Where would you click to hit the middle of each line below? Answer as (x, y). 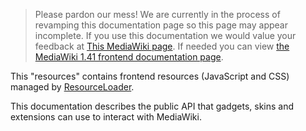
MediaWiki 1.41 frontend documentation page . (129, 57)
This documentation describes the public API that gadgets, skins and (152, 106)
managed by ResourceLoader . (72, 87)
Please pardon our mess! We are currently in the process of (157, 14)
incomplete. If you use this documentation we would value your (165, 35)
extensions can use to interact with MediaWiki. (106, 117)
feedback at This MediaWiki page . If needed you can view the (162, 46)
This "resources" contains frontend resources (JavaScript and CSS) (150, 76)
